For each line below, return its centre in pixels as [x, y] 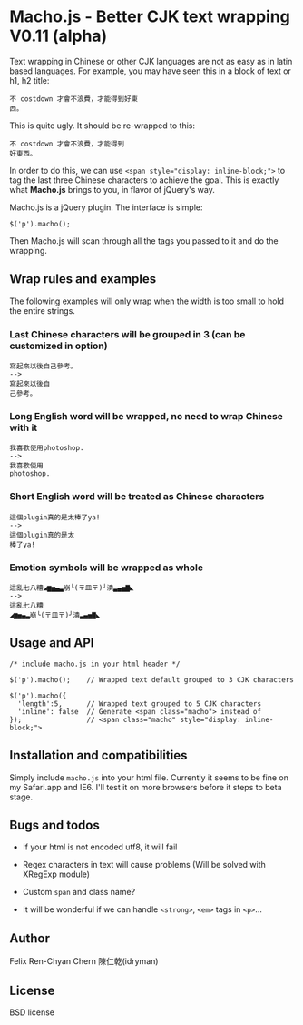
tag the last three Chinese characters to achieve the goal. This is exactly [144, 180]
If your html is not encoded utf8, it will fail [100, 847]
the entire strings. [42, 310]
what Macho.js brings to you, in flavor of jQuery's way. [112, 189]
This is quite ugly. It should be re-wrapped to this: [102, 126]
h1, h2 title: [29, 80]
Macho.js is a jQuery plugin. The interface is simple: [106, 207]
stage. [21, 797]
